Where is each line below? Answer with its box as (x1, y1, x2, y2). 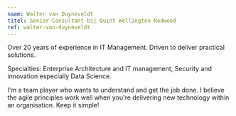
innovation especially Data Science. (7, 72, 112, 80)
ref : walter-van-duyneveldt (7, 23, 91, 31)
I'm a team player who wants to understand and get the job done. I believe (7, 86, 225, 95)
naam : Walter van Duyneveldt (7, 10, 94, 18)
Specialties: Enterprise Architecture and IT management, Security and (7, 65, 212, 73)
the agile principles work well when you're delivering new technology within (7, 93, 230, 102)
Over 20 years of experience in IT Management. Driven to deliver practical (7, 43, 225, 52)
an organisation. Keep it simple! (7, 101, 100, 110)
